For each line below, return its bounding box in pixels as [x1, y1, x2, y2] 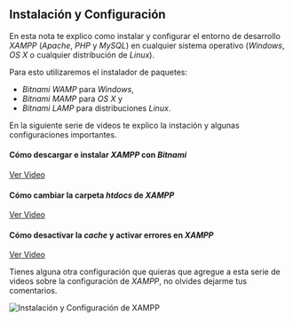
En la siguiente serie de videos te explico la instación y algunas [9, 120, 240, 130]
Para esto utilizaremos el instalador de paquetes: [9, 67, 188, 77]
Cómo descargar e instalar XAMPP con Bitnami [9, 150, 187, 161]
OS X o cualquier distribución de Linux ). [9, 49, 155, 60]
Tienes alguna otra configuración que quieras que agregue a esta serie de [9, 266, 281, 278]
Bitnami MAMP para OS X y [21, 93, 123, 104]
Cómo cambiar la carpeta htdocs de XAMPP [9, 190, 175, 200]
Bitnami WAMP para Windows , [21, 83, 135, 94]
